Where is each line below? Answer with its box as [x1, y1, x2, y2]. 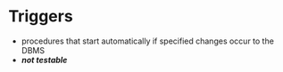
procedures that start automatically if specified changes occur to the [21, 36, 274, 46]
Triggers [8, 6, 73, 27]
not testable [21, 54, 68, 65]
